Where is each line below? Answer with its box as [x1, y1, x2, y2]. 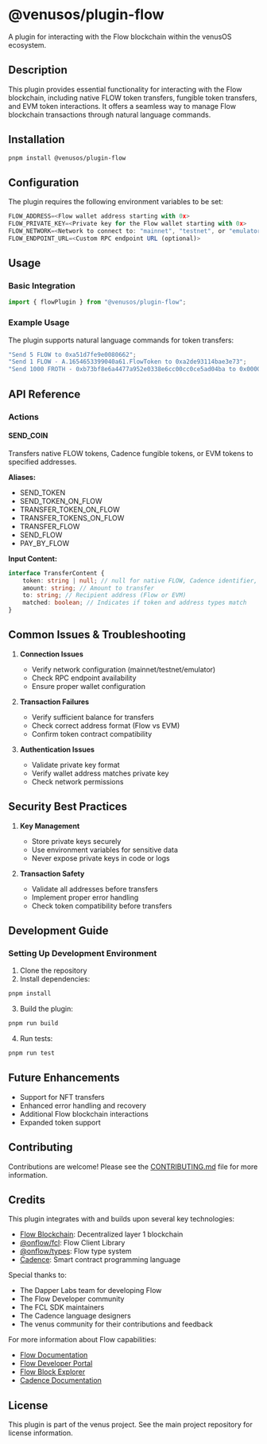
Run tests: [19, 1034, 53, 1043]
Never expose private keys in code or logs [31, 853, 170, 863]
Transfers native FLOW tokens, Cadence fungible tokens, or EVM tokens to [8, 448, 253, 458]
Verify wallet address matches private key [31, 768, 169, 778]
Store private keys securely [31, 836, 122, 846]
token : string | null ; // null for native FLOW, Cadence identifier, [22, 576, 258, 585]
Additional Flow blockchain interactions [19, 1109, 149, 1118]
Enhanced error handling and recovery [19, 1101, 147, 1110]
